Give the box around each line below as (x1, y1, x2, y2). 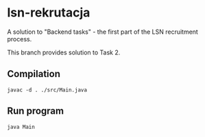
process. (7, 34, 32, 43)
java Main (7, 123, 36, 130)
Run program (7, 105, 64, 117)
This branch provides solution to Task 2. (7, 48, 121, 56)
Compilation (7, 68, 60, 80)
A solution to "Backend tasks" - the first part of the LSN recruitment (7, 28, 199, 36)
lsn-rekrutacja (7, 5, 91, 21)
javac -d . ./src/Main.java (7, 86, 88, 94)
